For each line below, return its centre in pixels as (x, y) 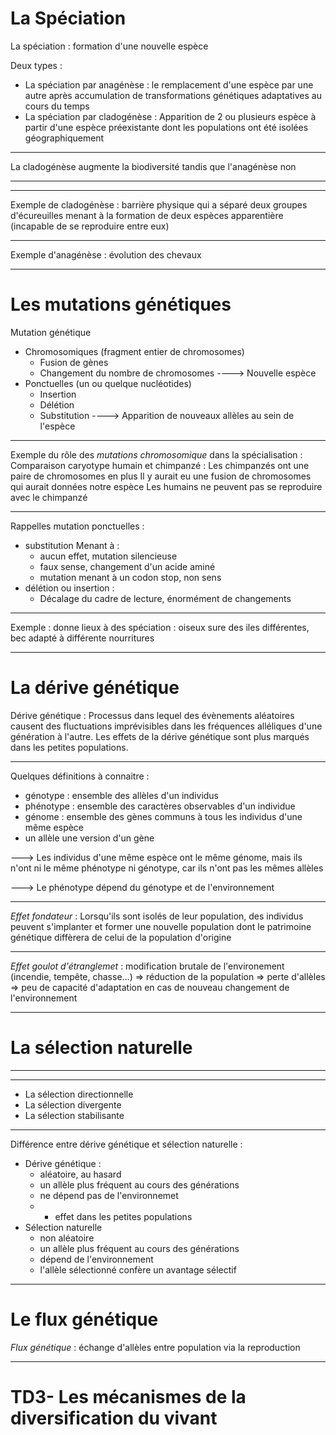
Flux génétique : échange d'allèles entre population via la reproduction (155, 1347)
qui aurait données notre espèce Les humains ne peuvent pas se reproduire (166, 486)
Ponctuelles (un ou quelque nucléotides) (108, 383)
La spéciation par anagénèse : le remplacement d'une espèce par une (169, 84)
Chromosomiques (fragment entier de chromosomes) (134, 351)
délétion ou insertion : (69, 588)
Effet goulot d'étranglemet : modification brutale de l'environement (147, 966)
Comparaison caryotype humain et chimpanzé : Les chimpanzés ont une (160, 465)
